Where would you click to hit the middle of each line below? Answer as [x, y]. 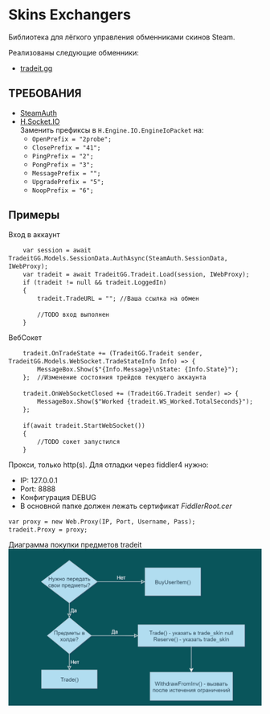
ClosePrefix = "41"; [66, 148]
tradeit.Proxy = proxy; [48, 529]
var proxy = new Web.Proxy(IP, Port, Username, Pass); [102, 521]
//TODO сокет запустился [79, 441]
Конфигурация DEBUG [58, 497]
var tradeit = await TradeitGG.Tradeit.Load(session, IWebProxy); [136, 274]
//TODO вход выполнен [74, 314]
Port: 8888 [38, 489]
